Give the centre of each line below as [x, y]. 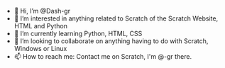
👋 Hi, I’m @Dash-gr [42, 11]
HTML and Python [40, 26]
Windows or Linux [40, 49]
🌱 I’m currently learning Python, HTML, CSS [78, 33]
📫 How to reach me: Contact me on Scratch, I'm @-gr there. [103, 56]
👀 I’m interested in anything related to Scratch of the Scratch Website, [116, 18]
